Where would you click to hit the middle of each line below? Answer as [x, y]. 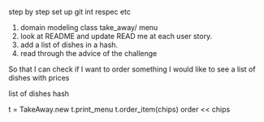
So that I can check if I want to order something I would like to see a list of [132, 69]
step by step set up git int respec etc [70, 12]
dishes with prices [39, 78]
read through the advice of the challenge [89, 53]
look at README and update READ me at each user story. [116, 36]
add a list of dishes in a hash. [69, 45]
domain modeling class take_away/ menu [89, 27]
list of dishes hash [39, 94]
